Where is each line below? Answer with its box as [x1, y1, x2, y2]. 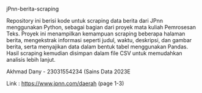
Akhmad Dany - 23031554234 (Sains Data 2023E [6, 68, 131, 75]
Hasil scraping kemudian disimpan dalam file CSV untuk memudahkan [6, 50, 182, 57]
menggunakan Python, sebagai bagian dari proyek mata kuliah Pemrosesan [6, 24, 197, 31]
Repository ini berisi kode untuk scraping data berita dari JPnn [6, 17, 164, 24]
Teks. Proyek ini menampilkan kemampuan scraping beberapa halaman [6, 30, 186, 37]
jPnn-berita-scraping [6, 6, 59, 12]
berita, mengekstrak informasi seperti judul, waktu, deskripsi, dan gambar [6, 37, 192, 43]
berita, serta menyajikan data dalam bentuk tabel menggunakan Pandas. [6, 43, 188, 50]
